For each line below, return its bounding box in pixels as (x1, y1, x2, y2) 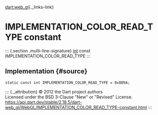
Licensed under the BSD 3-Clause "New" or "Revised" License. (5, 94, 133, 100)
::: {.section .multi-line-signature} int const (5, 47, 90, 53)
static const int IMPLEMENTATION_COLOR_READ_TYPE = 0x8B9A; (5, 80, 131, 85)
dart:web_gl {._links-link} (5, 4, 54, 10)
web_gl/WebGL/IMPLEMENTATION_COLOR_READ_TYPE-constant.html (5, 104, 147, 110)
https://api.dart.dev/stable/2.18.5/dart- (5, 99, 82, 105)
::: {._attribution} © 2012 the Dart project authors (5, 89, 103, 94)
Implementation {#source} (5, 67, 88, 75)
